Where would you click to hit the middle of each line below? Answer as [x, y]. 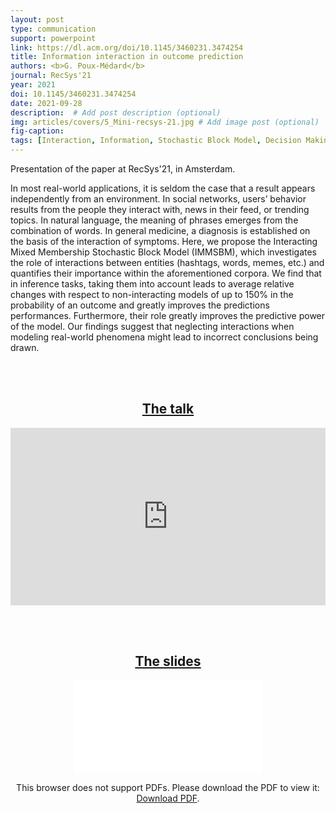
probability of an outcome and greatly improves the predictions [140, 305]
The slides [168, 661]
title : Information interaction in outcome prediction [127, 57]
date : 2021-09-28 [46, 103]
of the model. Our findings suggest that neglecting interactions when [152, 326]
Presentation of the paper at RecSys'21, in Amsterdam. [123, 169]
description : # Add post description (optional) [116, 112]
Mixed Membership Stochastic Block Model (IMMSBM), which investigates [163, 252]
